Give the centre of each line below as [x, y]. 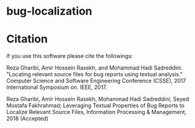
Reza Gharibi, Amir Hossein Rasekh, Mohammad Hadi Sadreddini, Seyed [97, 99]
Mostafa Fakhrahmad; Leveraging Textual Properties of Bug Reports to [96, 105]
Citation [27, 39]
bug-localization [49, 11]
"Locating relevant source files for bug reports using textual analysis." [94, 74]
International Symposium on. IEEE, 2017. [57, 87]
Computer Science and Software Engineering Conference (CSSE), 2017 [96, 81]
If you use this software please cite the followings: [70, 56]
